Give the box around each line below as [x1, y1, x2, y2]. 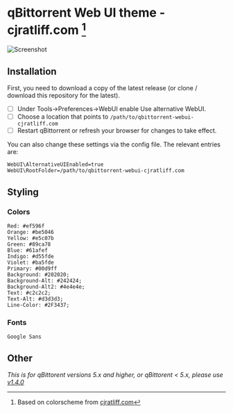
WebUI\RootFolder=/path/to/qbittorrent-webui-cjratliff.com [7, 167, 185, 174]
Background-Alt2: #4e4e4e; [7, 283, 85, 290]
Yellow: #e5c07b [7, 235, 54, 242]
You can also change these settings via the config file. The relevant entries [7, 140, 221, 149]
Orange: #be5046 [7, 228, 54, 235]
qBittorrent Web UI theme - [7, 5, 166, 21]
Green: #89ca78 [7, 241, 51, 248]
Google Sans [7, 333, 42, 341]
